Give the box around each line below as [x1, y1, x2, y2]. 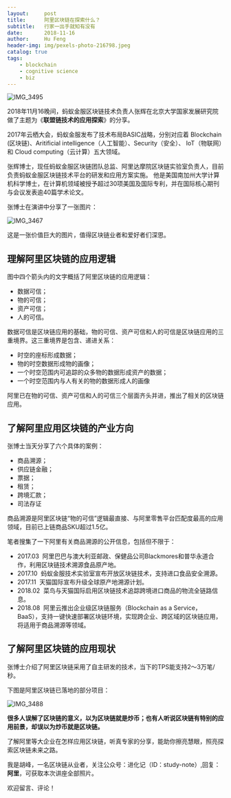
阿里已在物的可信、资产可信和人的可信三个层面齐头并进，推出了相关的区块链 [7, 391, 224, 400]
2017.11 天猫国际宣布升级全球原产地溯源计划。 [16, 578, 148, 586]
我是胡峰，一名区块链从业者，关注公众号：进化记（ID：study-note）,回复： [7, 760, 221, 768]
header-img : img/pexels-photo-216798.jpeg [7, 42, 131, 49]
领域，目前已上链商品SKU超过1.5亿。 [7, 523, 112, 531]
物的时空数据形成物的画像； [16, 360, 96, 368]
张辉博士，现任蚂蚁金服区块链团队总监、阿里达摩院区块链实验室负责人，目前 [7, 163, 224, 171]
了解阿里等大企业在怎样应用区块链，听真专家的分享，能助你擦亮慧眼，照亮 [7, 737, 218, 745]
